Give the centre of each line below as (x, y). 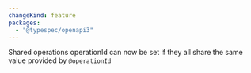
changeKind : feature (42, 15)
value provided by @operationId (60, 60)
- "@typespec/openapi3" (54, 30)
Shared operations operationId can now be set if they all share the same (125, 53)
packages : (25, 23)
